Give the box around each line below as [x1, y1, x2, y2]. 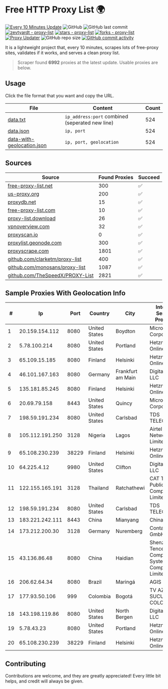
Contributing [5, 659, 46, 668]
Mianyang [115, 516, 139, 524]
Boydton [115, 328, 136, 335]
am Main [115, 374, 136, 381]
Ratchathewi [115, 484, 145, 491]
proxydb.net [7, 199, 36, 206]
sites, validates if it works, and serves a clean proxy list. [5, 50, 120, 56]
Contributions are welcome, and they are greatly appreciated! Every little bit [5, 673, 161, 679]
